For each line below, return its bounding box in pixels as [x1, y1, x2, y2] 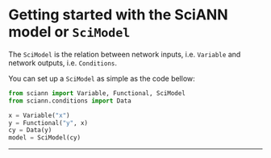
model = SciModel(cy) [8, 134, 81, 142]
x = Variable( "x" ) [8, 111, 70, 119]
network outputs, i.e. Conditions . [8, 58, 118, 68]
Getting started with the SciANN [8, 6, 228, 24]
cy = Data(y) [8, 127, 52, 135]
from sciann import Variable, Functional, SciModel [8, 89, 186, 98]
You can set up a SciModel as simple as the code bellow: [8, 73, 195, 83]
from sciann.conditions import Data [8, 97, 131, 105]
